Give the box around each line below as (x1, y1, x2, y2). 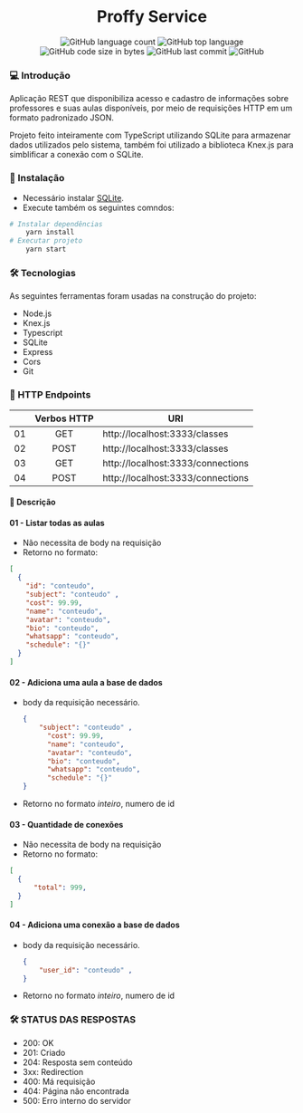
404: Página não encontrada (22, 1085, 129, 1097)
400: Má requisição (22, 1076, 96, 1087)
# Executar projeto (9, 236, 83, 245)
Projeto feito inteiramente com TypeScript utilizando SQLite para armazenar (9, 130, 291, 141)
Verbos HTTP (34, 412, 94, 425)
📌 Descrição (9, 496, 56, 508)
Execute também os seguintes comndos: (22, 202, 175, 213)
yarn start (25, 245, 67, 254)
